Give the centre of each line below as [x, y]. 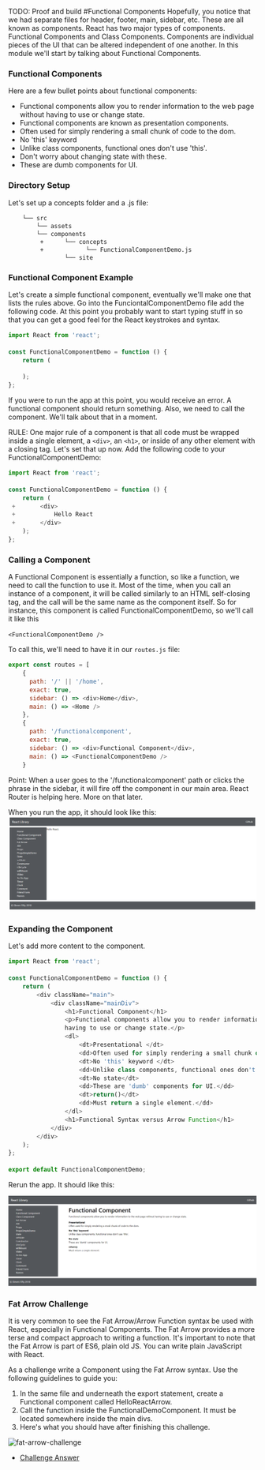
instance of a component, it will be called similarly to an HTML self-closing [129, 594]
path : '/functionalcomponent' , [80, 732]
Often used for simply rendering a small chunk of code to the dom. [128, 131]
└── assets [54, 226]
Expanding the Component [61, 928]
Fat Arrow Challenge [49, 1303]
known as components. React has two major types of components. [117, 28]
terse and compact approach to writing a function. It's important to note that [132, 1337]
